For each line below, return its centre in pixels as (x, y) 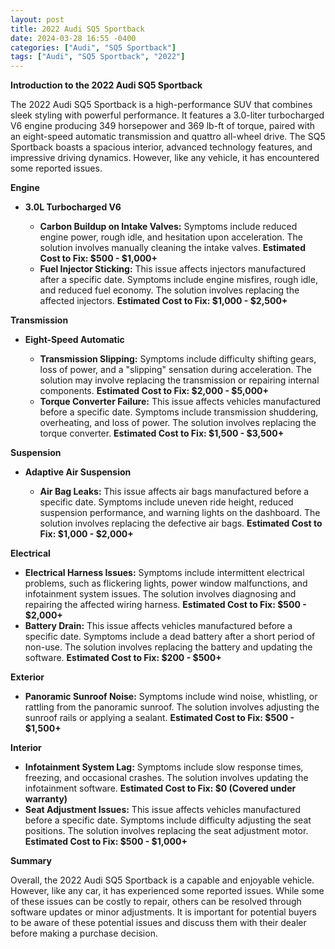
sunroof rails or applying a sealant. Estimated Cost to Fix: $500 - (159, 718)
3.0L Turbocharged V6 (73, 207)
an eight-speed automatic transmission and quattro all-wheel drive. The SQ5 (168, 137)
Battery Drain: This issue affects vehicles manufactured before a (158, 626)
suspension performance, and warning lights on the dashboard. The (180, 513)
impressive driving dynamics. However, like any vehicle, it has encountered (165, 158)
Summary (31, 861)
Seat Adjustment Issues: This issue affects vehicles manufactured (163, 810)
